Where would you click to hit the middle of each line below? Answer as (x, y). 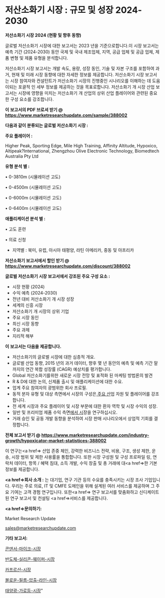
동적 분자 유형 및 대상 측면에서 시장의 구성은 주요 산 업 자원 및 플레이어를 (81, 394)
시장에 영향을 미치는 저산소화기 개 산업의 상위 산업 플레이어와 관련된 (83, 93)
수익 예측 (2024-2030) (35, 293)
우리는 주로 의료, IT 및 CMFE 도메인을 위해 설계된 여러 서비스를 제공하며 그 (83, 486)
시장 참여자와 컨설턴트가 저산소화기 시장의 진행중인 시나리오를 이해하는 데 (81, 81)
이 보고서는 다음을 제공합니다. (33, 346)
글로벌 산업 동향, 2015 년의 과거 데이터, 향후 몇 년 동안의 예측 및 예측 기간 (82, 363)
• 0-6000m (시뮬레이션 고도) (33, 198)
